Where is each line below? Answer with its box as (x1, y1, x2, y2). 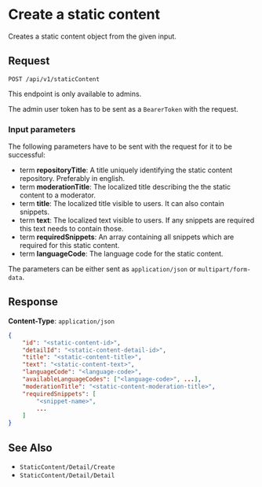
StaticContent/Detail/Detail (19, 472, 115, 480)
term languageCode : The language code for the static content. (19, 249, 224, 259)
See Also (8, 441, 53, 454)
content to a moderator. (19, 190, 96, 200)
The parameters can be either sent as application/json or (8, 264, 197, 274)
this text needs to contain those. (19, 224, 124, 234)
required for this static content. (19, 241, 120, 250)
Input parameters (8, 124, 76, 135)
